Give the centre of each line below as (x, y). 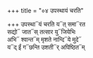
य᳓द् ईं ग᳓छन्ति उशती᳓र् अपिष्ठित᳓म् (46, 47)
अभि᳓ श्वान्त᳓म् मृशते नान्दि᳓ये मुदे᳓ (44, 40)
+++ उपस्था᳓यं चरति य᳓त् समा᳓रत (46, 24)
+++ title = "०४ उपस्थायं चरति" (45, 11)
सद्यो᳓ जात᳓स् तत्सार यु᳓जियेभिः (42, 32)
